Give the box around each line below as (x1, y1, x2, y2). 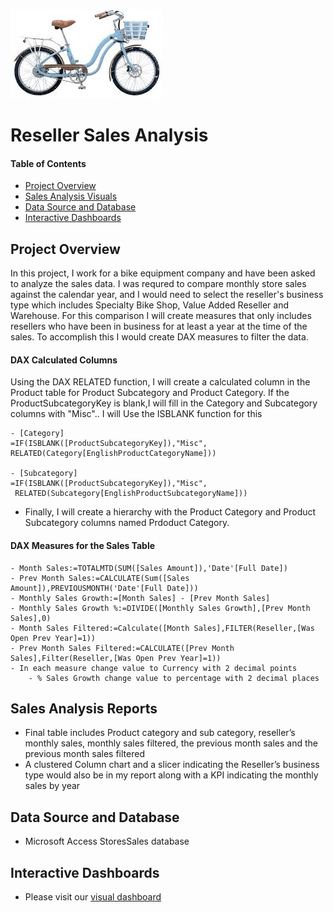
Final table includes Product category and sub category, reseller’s (24, 727, 296, 739)
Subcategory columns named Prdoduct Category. (24, 517, 230, 529)
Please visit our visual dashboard (24, 891, 162, 903)
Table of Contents (10, 157, 87, 169)
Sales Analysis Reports (10, 700, 158, 717)
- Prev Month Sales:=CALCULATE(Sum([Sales (10, 573, 190, 583)
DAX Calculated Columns (10, 354, 118, 366)
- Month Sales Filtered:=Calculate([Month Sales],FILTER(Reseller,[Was (10, 623, 315, 633)
